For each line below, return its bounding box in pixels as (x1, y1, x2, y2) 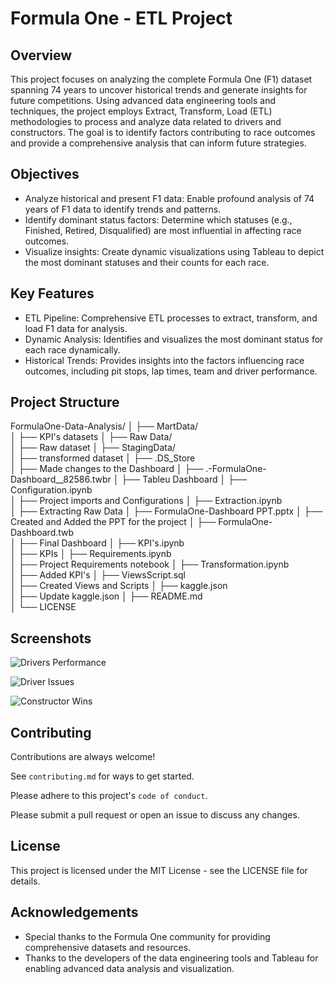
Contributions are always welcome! (10, 751, 156, 763)
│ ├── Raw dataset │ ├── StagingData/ (10, 442, 176, 454)
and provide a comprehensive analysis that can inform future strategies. (10, 137, 307, 149)
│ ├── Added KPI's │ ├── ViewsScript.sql (10, 569, 186, 581)
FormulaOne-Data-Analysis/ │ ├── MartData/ (10, 420, 199, 432)
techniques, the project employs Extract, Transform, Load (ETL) (10, 105, 273, 117)
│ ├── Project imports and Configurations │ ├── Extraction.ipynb (10, 495, 283, 507)
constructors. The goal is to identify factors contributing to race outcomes (10, 127, 316, 138)
